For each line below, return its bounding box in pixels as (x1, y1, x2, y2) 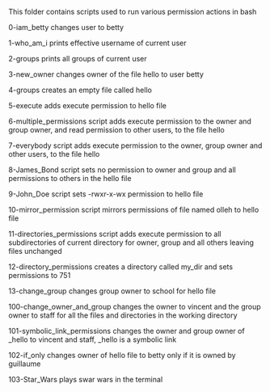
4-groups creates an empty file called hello (8, 85, 152, 95)
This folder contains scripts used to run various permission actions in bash (8, 7, 257, 16)
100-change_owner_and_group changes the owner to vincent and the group (8, 302, 261, 311)
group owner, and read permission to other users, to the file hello (8, 125, 225, 134)
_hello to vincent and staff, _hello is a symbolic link (8, 335, 177, 344)
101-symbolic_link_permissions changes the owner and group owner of (8, 327, 245, 335)
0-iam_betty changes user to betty (8, 23, 124, 32)
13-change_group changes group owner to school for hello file (8, 286, 217, 296)
